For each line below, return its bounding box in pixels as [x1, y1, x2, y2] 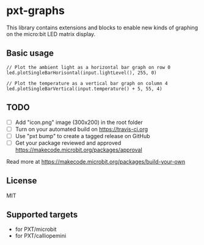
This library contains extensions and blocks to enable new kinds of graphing [6, 24, 199, 31]
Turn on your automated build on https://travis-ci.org [15, 125, 148, 133]
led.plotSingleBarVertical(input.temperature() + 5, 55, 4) [6, 86, 163, 92]
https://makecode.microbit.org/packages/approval [15, 146, 142, 153]
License [6, 175, 37, 186]
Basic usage [6, 48, 54, 59]
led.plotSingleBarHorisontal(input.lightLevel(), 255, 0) [6, 70, 157, 76]
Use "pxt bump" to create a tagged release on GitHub [15, 132, 151, 139]
